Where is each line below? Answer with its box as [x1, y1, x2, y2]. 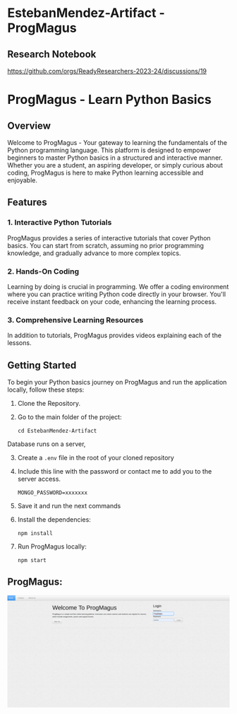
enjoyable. [7, 176, 37, 185]
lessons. [7, 339, 32, 347]
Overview [7, 119, 51, 131]
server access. [17, 475, 61, 484]
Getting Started [7, 359, 77, 371]
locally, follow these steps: [7, 385, 85, 394]
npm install [17, 530, 53, 537]
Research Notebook [7, 48, 97, 60]
